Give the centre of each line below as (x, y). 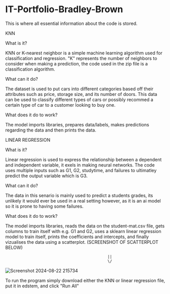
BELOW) (14, 247)
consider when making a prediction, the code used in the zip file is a (77, 63)
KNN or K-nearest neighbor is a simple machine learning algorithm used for (84, 53)
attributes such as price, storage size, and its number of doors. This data (81, 94)
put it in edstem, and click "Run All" (42, 286)
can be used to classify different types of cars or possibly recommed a (79, 100)
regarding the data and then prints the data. (51, 130)
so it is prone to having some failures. (44, 206)
